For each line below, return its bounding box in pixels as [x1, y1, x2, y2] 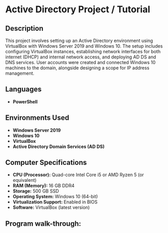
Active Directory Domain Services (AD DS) [12, 143, 105, 150]
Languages [5, 85, 42, 94]
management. [5, 70, 35, 76]
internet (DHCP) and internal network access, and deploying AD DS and [5, 54, 157, 60]
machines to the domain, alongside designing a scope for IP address [5, 65, 150, 71]
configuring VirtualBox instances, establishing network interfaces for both [5, 49, 161, 54]
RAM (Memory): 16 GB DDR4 [12, 183, 75, 189]
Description [5, 24, 43, 33]
